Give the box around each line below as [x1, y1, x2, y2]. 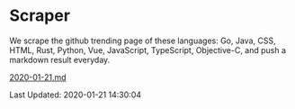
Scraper [9, 5, 70, 26]
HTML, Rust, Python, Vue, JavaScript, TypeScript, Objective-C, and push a [9, 44, 286, 55]
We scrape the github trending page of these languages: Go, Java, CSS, [9, 35, 276, 46]
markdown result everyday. [9, 54, 111, 65]
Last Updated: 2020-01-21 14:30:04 [9, 89, 142, 100]
